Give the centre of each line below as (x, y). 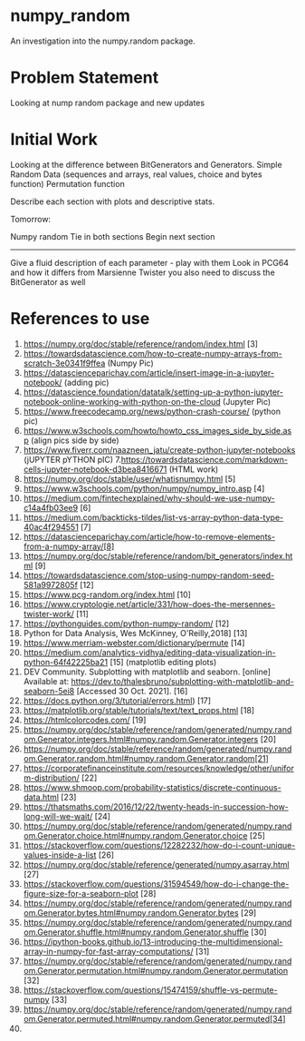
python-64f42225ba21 (65, 662)
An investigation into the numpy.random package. (103, 41)
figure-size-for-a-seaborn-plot (81, 893)
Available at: (46, 681)
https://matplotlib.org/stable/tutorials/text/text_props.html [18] (139, 710)
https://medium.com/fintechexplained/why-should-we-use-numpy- (149, 498)
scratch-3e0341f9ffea (64, 363)
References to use (80, 319)
